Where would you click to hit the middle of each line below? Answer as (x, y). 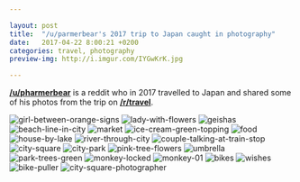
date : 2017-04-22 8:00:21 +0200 (74, 42)
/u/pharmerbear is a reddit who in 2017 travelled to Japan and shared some (150, 93)
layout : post (34, 25)
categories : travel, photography (72, 50)
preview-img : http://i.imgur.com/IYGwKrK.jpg (96, 59)
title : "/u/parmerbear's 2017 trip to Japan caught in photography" (143, 34)
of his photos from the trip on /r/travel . (82, 102)
